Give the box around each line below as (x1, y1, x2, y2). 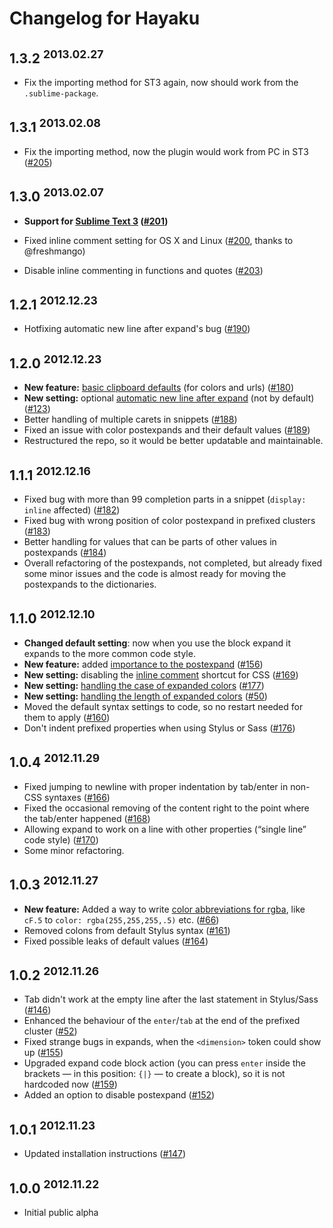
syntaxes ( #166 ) (43, 791, 111, 803)
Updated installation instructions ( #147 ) (23, 1148, 187, 1160)
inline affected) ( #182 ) (23, 504, 121, 516)
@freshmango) (23, 245, 86, 257)
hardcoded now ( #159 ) (23, 1078, 118, 1091)
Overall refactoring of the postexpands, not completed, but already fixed (23, 557, 323, 569)
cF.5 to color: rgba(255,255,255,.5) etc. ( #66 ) (23, 913, 220, 926)
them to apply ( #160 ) (23, 711, 111, 723)
